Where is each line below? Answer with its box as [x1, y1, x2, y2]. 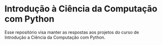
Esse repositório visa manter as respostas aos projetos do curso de [4, 29, 139, 35]
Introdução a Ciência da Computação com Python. [4, 34, 106, 40]
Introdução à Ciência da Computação [4, 3, 158, 14]
